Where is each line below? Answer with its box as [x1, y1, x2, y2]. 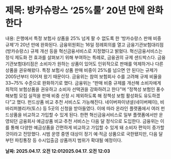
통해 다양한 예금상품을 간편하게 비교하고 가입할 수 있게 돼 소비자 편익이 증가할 [10, 124, 165, 130]
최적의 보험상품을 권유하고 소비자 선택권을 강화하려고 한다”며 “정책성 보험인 [5, 86, 155, 92]
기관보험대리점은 [5, 61, 39, 67]
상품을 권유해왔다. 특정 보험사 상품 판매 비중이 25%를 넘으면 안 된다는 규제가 [5, 67, 158, 73]
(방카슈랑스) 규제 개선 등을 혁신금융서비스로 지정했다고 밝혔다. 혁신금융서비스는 [5, 48, 163, 54]
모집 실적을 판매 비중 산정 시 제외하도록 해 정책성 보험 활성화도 [18, 92, 143, 98]
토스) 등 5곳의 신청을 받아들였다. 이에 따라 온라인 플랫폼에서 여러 [31, 105, 160, 111]
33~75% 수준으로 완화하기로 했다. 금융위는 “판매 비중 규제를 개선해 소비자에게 [5, 79, 162, 86]
